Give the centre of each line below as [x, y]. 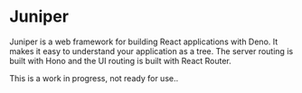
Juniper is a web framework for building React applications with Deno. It [144, 42]
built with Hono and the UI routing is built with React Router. [121, 60]
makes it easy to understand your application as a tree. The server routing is [151, 51]
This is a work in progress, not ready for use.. [94, 78]
